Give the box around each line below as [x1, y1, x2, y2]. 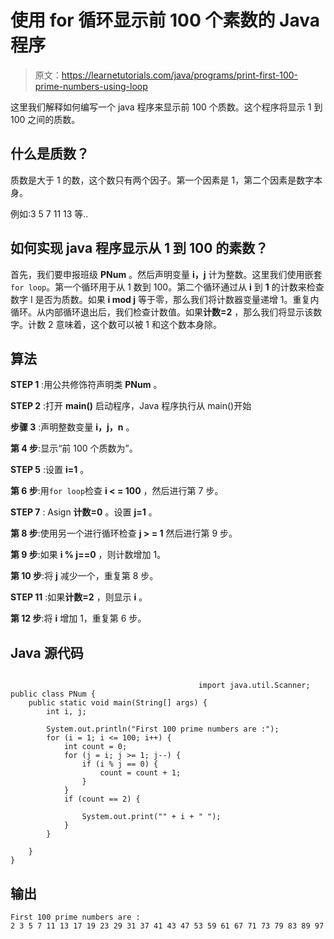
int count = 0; [63, 742, 128, 752]
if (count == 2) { [63, 794, 141, 805]
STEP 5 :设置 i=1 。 [10, 464, 90, 476]
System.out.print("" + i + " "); [81, 812, 222, 822]
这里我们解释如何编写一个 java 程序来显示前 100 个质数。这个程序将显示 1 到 [10, 101, 323, 113]
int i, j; [46, 707, 87, 717]
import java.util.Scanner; [198, 681, 311, 691]
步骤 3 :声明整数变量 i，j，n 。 [10, 421, 135, 433]
